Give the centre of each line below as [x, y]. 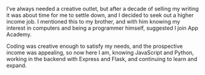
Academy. [19, 34]
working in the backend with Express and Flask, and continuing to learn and [102, 59]
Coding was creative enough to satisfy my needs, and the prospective [95, 46]
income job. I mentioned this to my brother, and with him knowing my [93, 21]
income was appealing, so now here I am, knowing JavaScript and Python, [100, 53]
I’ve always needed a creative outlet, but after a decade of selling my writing [102, 9]
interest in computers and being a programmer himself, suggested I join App [102, 28]
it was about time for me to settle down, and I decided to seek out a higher [100, 15]
